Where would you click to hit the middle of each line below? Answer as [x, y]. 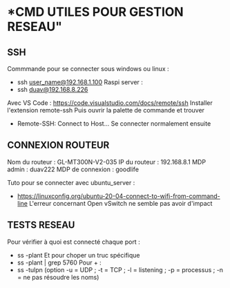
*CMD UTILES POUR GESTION [96, 12]
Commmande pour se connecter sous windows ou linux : [88, 69]
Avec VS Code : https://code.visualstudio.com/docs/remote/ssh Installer [110, 103]
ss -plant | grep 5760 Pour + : [59, 262]
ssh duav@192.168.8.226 [52, 89]
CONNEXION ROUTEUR [58, 145]
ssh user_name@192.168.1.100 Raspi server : [80, 82]
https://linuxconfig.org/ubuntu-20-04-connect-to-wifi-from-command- [119, 196]
